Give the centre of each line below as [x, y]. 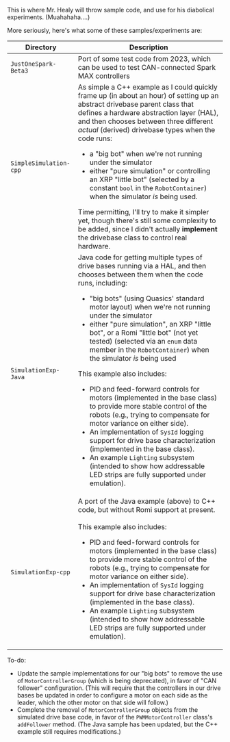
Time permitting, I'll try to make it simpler [143, 212]
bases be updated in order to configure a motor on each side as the [112, 695]
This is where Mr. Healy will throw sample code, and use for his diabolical [111, 10]
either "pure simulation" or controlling [150, 171]
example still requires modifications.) [69, 731]
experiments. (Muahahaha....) [49, 17]
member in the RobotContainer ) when [149, 350]
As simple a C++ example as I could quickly [148, 87]
